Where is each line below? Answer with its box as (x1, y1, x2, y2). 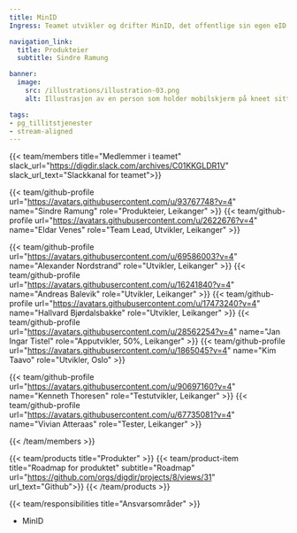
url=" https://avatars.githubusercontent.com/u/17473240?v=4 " (34, 298, 261, 309)
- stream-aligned (9, 127, 73, 135)
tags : (9, 110, 29, 120)
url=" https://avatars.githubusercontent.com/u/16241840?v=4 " (9, 280, 235, 290)
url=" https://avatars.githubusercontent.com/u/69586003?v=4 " (9, 251, 238, 262)
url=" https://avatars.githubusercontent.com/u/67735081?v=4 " (9, 409, 236, 421)
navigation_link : (9, 37, 73, 46)
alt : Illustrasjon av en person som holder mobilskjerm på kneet (25, 94, 271, 103)
